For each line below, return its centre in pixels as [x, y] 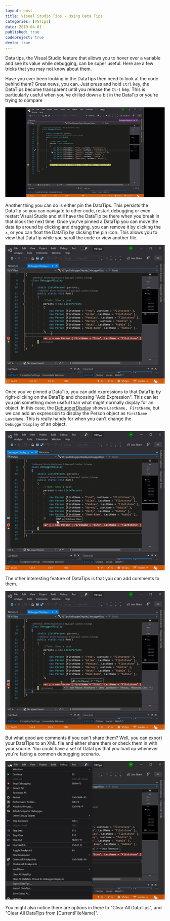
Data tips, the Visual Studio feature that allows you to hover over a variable [83, 58]
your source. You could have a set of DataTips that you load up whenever [82, 748]
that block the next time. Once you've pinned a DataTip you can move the [82, 221]
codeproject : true [25, 38]
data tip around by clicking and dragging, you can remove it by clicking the [83, 227]
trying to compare [24, 100]
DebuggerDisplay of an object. [36, 424]
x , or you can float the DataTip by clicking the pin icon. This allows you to [81, 232]
